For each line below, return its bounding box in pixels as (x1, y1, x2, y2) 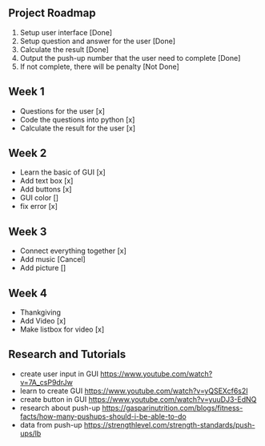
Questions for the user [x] (19, 106, 106, 115)
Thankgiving (19, 307, 62, 317)
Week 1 (8, 85, 45, 98)
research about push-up (19, 403, 101, 412)
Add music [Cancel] (19, 255, 86, 264)
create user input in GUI (19, 368, 98, 379)
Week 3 (8, 224, 47, 239)
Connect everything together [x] (19, 246, 126, 255)
